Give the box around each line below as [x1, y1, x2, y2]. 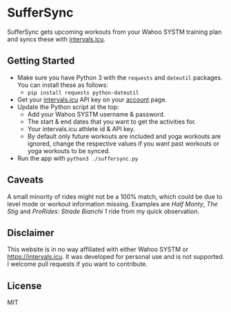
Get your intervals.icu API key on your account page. [17, 95, 168, 104]
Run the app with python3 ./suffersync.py [17, 154, 139, 162]
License [7, 280, 42, 291]
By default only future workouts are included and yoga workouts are [27, 132, 221, 140]
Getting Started [7, 55, 75, 67]
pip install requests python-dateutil [27, 89, 139, 96]
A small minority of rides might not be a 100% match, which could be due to [7, 192, 223, 201]
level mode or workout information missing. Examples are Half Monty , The [7, 199, 219, 208]
